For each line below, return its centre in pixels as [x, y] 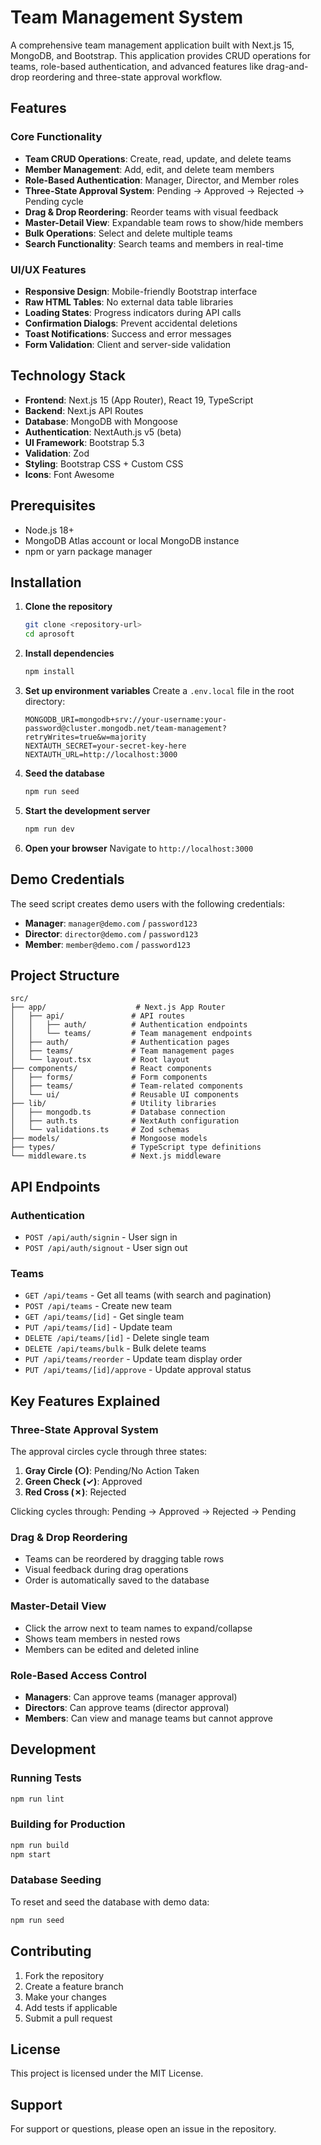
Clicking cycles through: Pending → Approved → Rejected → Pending [153, 1512]
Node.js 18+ [49, 530]
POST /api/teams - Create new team [98, 1306]
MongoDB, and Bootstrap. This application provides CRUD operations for [161, 55]
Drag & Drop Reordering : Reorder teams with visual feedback [151, 212]
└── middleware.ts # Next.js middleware [116, 1156]
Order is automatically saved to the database [117, 1580]
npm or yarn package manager [88, 551]
